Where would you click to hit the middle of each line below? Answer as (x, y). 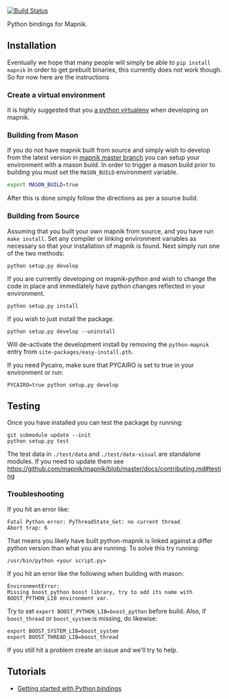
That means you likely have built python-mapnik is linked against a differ (110, 540)
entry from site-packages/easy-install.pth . (70, 352)
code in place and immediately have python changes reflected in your (106, 286)
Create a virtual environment (56, 95)
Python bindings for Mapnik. (47, 24)
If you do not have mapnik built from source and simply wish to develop (109, 150)
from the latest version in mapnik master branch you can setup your (103, 157)
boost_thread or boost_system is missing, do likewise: (82, 618)
